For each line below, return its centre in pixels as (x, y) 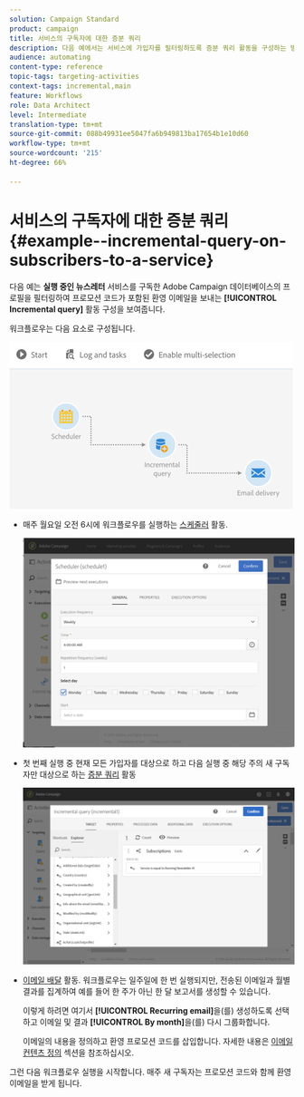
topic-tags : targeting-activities (75, 77)
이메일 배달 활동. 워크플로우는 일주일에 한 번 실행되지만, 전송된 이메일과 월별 (157, 980)
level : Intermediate (48, 115)
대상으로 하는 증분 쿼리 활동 (88, 774)
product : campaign (44, 29)
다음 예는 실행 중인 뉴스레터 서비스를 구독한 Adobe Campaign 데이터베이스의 (145, 286)
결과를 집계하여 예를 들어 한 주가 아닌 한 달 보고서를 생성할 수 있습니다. (147, 991)
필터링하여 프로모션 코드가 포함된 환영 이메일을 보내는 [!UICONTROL (155, 297)
